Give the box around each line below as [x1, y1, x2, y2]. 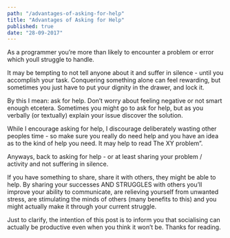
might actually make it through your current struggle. [7, 202, 157, 210]
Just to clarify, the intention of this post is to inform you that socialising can [7, 216, 220, 224]
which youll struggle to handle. [7, 56, 94, 64]
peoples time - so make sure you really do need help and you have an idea [7, 132, 219, 140]
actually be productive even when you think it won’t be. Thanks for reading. [7, 223, 222, 231]
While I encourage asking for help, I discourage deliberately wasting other [7, 125, 217, 133]
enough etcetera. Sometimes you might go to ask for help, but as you [7, 104, 204, 112]
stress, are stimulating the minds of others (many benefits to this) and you [7, 195, 217, 204]
